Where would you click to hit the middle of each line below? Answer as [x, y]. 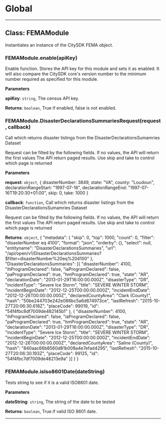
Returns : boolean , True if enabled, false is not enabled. [61, 108]
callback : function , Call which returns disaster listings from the [70, 203]
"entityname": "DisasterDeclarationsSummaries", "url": [61, 248]
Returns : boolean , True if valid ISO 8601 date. [51, 411]
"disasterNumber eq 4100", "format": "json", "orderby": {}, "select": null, [79, 243]
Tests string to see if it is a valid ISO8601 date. [52, 382]
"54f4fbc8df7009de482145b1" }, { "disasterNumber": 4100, [66, 311]
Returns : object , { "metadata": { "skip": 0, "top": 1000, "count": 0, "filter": [80, 238]
